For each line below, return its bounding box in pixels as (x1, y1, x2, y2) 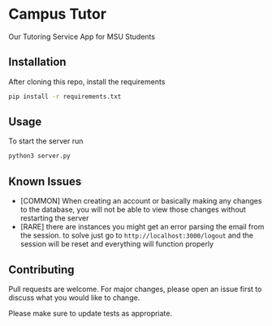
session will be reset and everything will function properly (19, 239, 214, 249)
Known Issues (8, 174, 82, 188)
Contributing (8, 263, 75, 277)
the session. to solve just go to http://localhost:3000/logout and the (19, 230, 254, 240)
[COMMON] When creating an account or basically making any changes (19, 196, 262, 206)
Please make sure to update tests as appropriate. (8, 308, 173, 318)
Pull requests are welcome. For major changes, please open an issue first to (8, 284, 262, 294)
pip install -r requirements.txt (8, 92, 122, 101)
